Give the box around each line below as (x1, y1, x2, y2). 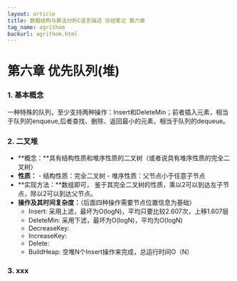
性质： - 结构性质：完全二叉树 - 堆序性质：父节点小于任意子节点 (17, 171, 206, 180)
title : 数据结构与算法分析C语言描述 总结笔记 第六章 (7, 17, 146, 24)
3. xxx (7, 265, 29, 275)
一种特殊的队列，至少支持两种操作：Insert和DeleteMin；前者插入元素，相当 (7, 107, 229, 116)
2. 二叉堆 (7, 136, 38, 146)
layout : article (7, 10, 56, 18)
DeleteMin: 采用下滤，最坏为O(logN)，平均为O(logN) (28, 216, 183, 225)
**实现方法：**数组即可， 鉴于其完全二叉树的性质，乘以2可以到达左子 (17, 181, 223, 189)
